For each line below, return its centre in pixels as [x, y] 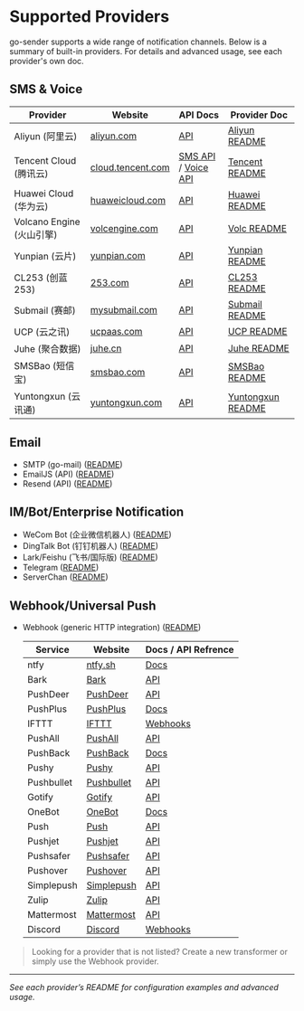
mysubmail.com [124, 309]
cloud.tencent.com [130, 167]
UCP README [257, 331]
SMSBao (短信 [44, 365]
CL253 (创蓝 [41, 278]
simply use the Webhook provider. [95, 961]
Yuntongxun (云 [47, 396]
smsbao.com [118, 372]
